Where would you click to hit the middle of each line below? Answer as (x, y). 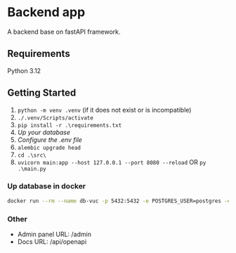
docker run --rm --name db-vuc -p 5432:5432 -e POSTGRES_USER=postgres (114, 201)
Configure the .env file (50, 140)
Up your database (44, 132)
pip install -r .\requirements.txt (70, 125)
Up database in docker (47, 186)
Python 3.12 (24, 70)
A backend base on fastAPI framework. (64, 32)
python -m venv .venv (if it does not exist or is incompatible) (104, 110)
